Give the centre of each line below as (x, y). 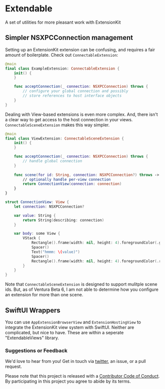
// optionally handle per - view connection (67, 179)
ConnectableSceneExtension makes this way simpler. (57, 125)
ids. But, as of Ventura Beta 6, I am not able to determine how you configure (82, 289)
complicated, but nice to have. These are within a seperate (64, 332)
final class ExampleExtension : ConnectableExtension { (62, 69)
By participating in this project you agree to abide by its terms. (68, 381)
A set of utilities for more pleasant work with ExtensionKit (63, 22)
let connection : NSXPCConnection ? (49, 207)
